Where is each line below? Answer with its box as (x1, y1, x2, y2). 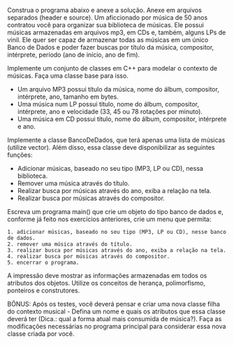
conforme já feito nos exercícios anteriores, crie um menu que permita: (7, 215, 212, 223)
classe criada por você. (7, 330, 75, 338)
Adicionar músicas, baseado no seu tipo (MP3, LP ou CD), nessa (17, 164, 204, 172)
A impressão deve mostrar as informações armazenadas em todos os (7, 272, 207, 279)
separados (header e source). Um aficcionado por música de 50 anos (7, 13, 208, 22)
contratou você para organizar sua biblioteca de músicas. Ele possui (7, 21, 204, 29)
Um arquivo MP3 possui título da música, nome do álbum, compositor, (17, 85, 220, 93)
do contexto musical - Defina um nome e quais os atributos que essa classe (7, 307, 226, 316)
